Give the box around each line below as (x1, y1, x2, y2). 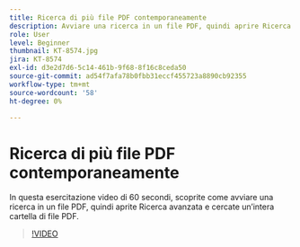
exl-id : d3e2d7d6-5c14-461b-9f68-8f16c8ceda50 (9, 64, 187, 73)
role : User (9, 30, 50, 39)
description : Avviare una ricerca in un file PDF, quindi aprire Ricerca (9, 22, 292, 31)
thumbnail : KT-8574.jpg (9, 47, 99, 56)
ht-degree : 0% (9, 96, 63, 106)
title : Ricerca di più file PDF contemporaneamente (9, 13, 207, 22)
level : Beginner (9, 38, 70, 48)
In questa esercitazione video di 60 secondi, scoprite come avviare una (9, 192, 274, 203)
